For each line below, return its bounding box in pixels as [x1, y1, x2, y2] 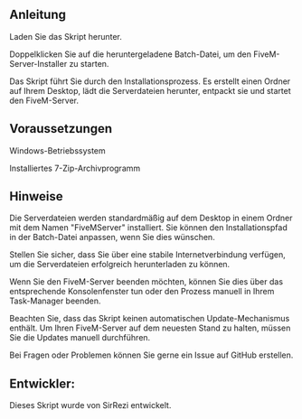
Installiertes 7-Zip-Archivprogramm [9, 163, 141, 173]
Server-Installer [9, 58, 68, 69]
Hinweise [9, 189, 63, 204]
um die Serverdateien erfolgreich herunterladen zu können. [9, 259, 231, 270]
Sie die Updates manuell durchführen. [9, 332, 151, 343]
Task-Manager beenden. [9, 295, 101, 306]
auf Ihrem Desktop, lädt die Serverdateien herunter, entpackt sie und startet [9, 85, 291, 96]
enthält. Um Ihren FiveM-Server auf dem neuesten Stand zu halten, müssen [9, 322, 291, 333]
